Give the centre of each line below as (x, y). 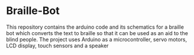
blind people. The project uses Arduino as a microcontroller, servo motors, (97, 39)
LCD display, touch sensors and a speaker (57, 46)
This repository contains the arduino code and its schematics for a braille (95, 27)
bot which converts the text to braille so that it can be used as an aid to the (97, 33)
